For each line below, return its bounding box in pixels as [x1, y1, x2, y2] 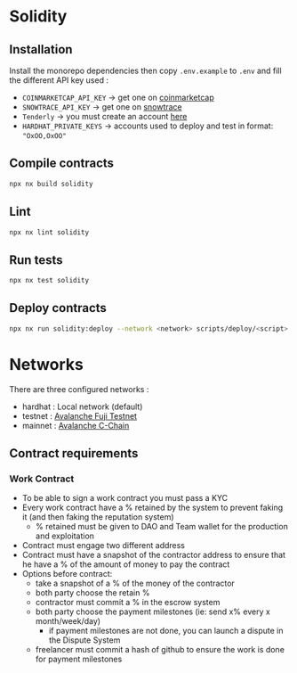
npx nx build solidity [9, 179, 93, 188]
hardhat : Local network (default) [21, 401, 143, 412]
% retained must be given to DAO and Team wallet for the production [35, 521, 289, 532]
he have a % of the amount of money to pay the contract [21, 559, 230, 570]
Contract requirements [9, 446, 139, 461]
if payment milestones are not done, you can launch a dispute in [48, 626, 284, 636]
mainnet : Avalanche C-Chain [21, 420, 130, 431]
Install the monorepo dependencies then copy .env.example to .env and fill [9, 65, 282, 76]
